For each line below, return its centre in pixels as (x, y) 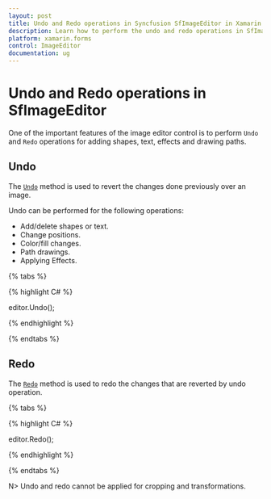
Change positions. (50, 234)
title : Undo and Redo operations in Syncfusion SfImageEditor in (120, 23)
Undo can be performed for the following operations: (96, 210)
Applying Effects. (48, 260)
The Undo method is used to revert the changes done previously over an (127, 186)
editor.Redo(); (31, 439)
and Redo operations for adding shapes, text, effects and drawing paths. (127, 141)
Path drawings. (45, 252)
